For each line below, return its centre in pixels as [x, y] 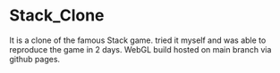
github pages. [35, 59]
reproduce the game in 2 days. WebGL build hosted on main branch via [140, 49]
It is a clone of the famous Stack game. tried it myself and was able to [138, 40]
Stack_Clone [57, 16]
